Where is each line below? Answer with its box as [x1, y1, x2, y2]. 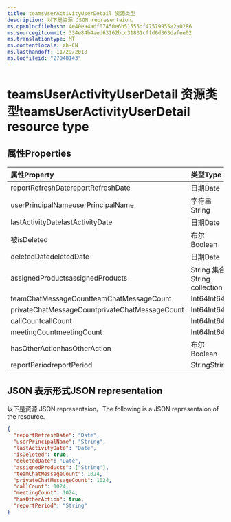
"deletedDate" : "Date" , [13, 457, 81, 464]
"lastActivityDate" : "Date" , [13, 445, 97, 452]
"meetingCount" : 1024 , [13, 490, 78, 497]
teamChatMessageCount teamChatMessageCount [10, 294, 172, 303]
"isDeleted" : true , [13, 451, 69, 458]
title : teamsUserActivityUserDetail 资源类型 [7, 10, 136, 17]
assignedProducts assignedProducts [10, 273, 128, 283]
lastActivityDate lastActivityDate [10, 217, 113, 227]
